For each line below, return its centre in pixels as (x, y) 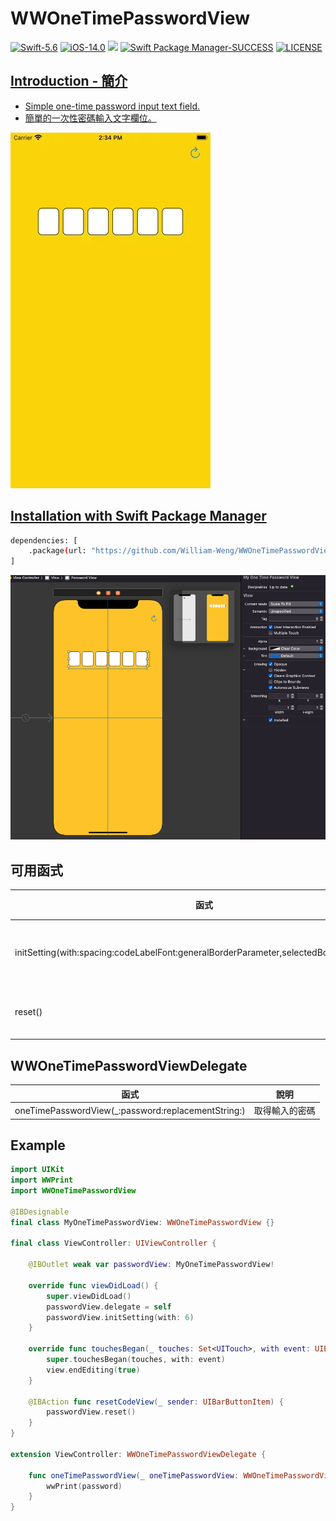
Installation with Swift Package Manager (138, 516)
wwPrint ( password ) (84, 1486)
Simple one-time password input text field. (112, 106)
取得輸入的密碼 (284, 1110)
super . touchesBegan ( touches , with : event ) (136, 1360)
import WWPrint (42, 1180)
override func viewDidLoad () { (93, 1285)
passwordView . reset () (91, 1412)
